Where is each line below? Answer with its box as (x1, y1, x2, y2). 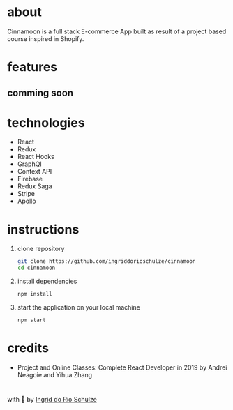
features (7, 59, 58, 75)
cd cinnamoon (17, 264, 56, 272)
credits (7, 340, 49, 356)
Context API (17, 167, 52, 176)
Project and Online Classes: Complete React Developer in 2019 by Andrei (17, 363, 227, 372)
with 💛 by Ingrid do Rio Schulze (7, 395, 98, 404)
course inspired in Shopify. (7, 34, 84, 43)
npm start (17, 317, 47, 324)
